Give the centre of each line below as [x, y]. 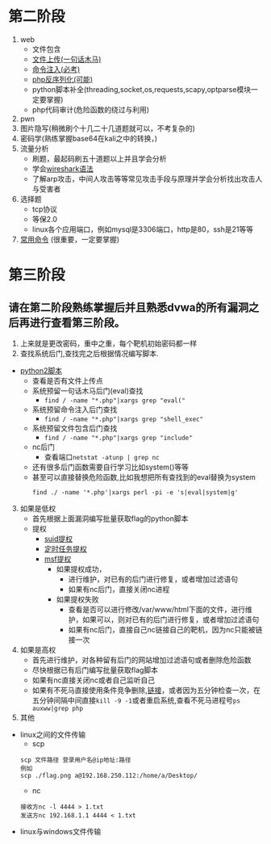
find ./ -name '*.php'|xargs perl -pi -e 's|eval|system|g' [135, 492]
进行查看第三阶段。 [77, 323]
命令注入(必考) [56, 69]
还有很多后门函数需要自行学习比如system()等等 [110, 467]
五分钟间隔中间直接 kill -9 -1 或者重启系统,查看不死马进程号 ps [136, 700]
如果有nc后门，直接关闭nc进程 [119, 589]
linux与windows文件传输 [60, 831]
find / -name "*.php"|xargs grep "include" [118, 438]
